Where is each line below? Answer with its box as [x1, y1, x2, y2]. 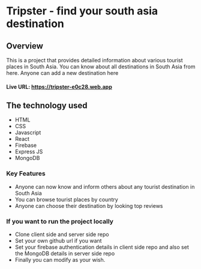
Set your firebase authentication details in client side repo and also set [14, 244, 189, 250]
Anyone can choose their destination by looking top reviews [14, 202, 163, 209]
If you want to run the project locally [6, 217, 114, 225]
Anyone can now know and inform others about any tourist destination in [14, 183, 195, 190]
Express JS [14, 148, 43, 155]
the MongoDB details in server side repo [14, 250, 115, 257]
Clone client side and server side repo [14, 231, 109, 238]
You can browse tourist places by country [14, 196, 118, 203]
